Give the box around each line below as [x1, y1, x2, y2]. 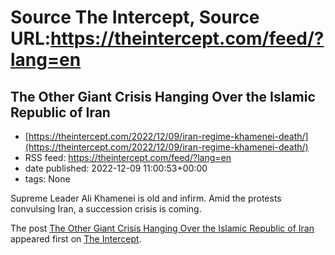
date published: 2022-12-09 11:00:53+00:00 [24, 162, 208, 174]
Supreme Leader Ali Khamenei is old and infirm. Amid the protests [10, 192, 282, 204]
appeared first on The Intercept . [10, 233, 142, 245]
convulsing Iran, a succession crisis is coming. [10, 203, 202, 215]
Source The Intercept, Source [10, 6, 260, 29]
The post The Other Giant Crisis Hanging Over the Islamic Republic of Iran [10, 222, 315, 234]
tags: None [24, 173, 71, 185]
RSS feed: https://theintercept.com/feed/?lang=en [24, 152, 232, 163]
